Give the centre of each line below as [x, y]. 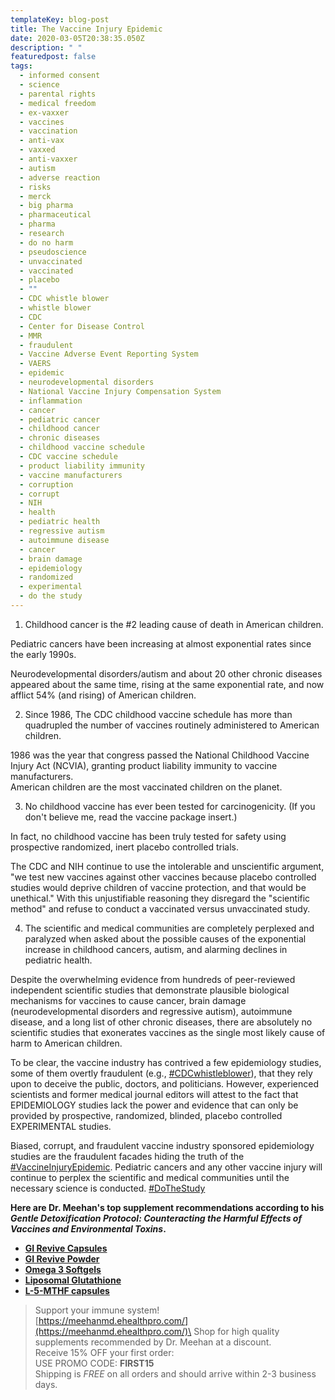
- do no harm [46, 242]
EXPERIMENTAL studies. [61, 1126]
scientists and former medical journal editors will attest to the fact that [154, 1094]
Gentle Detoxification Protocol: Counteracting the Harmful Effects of [156, 1218]
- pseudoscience [53, 252]
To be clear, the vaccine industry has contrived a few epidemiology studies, [166, 1062]
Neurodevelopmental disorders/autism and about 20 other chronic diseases [166, 673]
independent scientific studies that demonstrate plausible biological [150, 990]
